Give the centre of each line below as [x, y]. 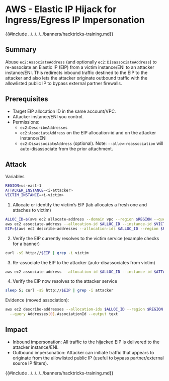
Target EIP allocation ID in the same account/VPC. [64, 111]
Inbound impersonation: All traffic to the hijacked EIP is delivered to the [86, 342]
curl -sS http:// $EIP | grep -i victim [47, 253]
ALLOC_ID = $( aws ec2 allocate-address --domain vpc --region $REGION [78, 219]
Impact [16, 330]
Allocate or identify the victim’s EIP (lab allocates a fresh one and [80, 205]
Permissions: [26, 122]
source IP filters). [30, 363]
